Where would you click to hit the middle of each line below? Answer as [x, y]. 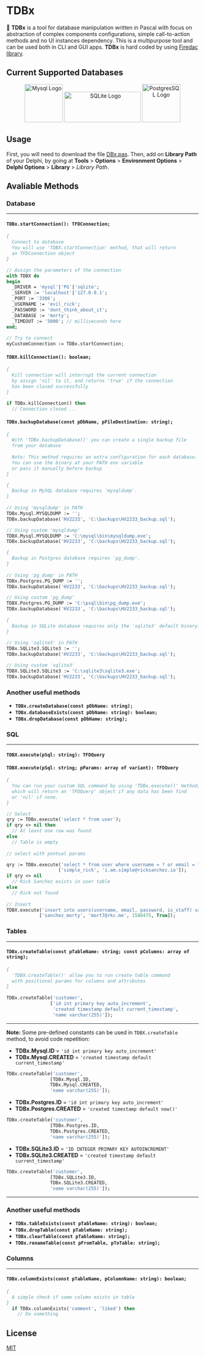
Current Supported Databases [65, 73]
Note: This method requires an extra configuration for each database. [105, 457]
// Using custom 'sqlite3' [41, 666]
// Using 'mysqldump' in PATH [45, 508]
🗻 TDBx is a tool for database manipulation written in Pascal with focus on [99, 27]
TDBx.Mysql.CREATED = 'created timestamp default [83, 1057]
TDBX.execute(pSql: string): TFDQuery [56, 755]
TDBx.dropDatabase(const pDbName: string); [71, 719]
